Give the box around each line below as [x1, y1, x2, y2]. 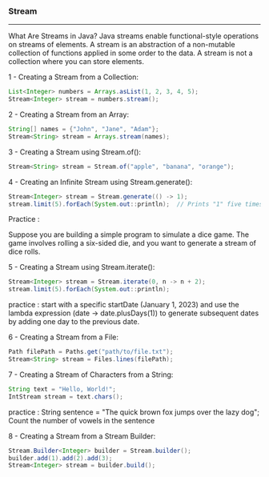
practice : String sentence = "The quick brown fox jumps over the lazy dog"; [8, 407, 260, 417]
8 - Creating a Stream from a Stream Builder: [8, 431, 156, 441]
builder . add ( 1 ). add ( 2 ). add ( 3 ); [8, 454, 113, 462]
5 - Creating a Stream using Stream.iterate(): [8, 263, 155, 272]
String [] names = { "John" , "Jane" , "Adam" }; [8, 126, 159, 134]
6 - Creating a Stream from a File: [8, 332, 118, 342]
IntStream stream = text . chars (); [8, 392, 124, 401]
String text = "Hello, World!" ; [8, 385, 116, 393]
